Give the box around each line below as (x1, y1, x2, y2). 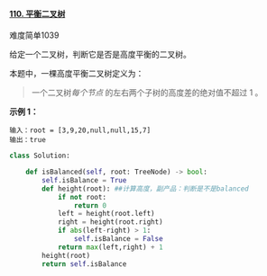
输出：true (9, 136, 47, 145)
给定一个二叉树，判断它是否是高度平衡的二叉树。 (9, 49, 191, 60)
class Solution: (9, 151, 70, 161)
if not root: (57, 192, 106, 201)
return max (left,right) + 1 (57, 243, 164, 252)
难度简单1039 (9, 30, 60, 40)
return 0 (73, 200, 106, 210)
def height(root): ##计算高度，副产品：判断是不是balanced (41, 184, 250, 193)
